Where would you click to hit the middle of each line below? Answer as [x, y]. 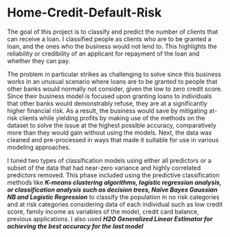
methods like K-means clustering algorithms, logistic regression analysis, [114, 182]
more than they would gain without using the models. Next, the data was [110, 133]
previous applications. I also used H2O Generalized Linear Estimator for [110, 218]
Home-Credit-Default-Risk [84, 13]
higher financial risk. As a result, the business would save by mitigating [107, 111]
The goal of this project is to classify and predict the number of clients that [113, 32]
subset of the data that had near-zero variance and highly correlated [104, 168]
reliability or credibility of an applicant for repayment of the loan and [103, 54]
